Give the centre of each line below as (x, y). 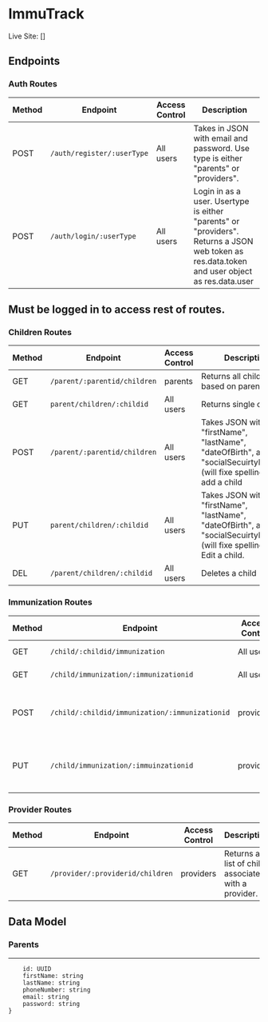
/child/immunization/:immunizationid (122, 674)
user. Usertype (221, 201)
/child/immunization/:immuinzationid (122, 765)
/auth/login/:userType (94, 236)
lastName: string (51, 983)
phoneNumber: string (57, 990)
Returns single (228, 405)
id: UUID (37, 968)
